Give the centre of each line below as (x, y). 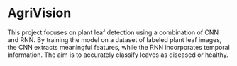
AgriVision (39, 13)
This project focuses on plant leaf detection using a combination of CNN (113, 32)
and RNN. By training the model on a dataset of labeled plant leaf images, (115, 39)
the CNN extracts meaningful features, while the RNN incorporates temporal (119, 47)
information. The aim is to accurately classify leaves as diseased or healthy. (118, 55)
